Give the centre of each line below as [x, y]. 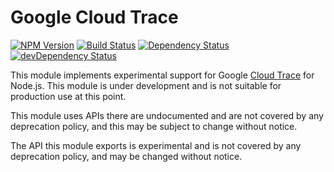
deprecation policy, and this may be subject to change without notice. [154, 126]
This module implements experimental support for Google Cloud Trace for [162, 75]
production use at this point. [68, 96]
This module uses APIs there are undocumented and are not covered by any [167, 115]
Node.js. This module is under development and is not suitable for [146, 85]
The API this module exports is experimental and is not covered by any [156, 145]
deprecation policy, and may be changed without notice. [126, 156]
